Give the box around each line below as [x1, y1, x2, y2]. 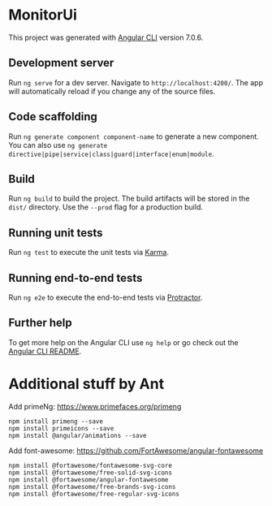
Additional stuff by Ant [8, 375, 165, 393]
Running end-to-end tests [8, 270, 143, 285]
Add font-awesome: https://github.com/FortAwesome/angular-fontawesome [8, 445, 264, 456]
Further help [8, 316, 73, 330]
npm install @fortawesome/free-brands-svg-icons [8, 482, 176, 491]
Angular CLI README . [8, 346, 82, 356]
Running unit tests [8, 226, 103, 240]
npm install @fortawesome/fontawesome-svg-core [8, 461, 173, 469]
